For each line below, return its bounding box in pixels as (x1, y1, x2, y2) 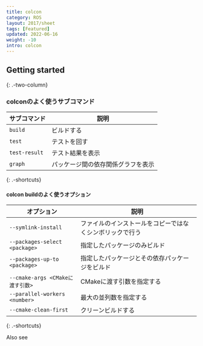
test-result (9, 149, 44, 156)
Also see (6, 334, 28, 341)
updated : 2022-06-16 (6, 31, 59, 38)
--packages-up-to (9, 256, 59, 263)
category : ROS (6, 15, 42, 21)
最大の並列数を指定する (80, 293, 147, 302)
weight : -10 (6, 37, 36, 43)
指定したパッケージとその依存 (80, 254, 165, 263)
